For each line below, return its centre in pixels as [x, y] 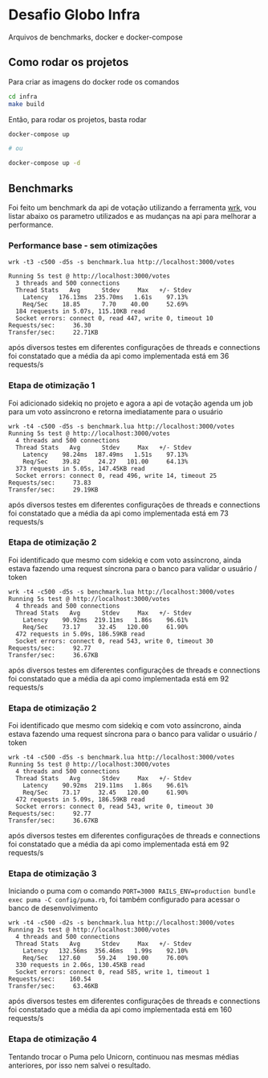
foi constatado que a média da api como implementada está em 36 [119, 356]
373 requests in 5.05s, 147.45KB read [81, 468]
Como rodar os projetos [69, 62]
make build [26, 104]
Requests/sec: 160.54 [50, 979]
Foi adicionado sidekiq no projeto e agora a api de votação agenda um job [131, 403]
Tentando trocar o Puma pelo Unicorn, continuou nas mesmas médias [124, 1056]
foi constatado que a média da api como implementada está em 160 [120, 1010]
